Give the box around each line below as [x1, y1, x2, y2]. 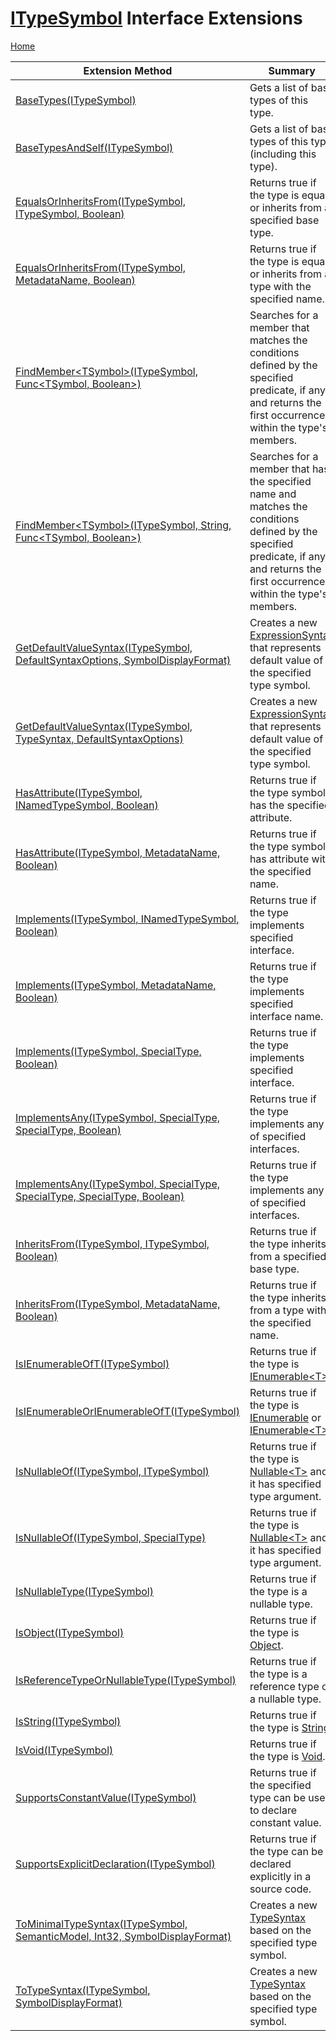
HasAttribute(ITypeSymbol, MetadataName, [15, 845, 221, 859]
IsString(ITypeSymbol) [15, 1714, 122, 1728]
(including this [249, 147, 317, 161]
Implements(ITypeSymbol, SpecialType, [15, 1044, 202, 1058]
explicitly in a [249, 1869, 312, 1883]
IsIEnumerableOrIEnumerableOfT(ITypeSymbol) [15, 1404, 240, 1418]
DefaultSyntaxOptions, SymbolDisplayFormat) [15, 653, 232, 667]
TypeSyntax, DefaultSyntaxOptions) [15, 732, 184, 746]
